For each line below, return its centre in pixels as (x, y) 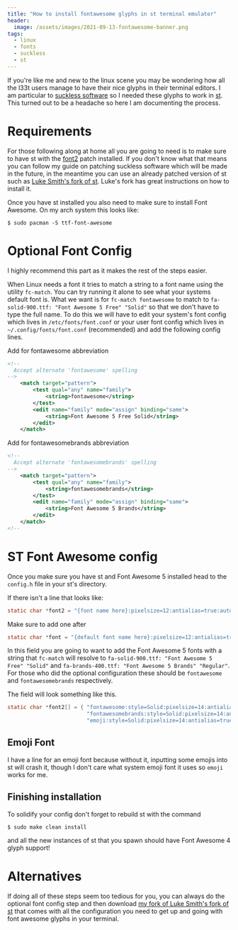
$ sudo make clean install (47, 827)
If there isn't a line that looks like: (56, 597)
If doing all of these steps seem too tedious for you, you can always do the (116, 896)
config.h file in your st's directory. (57, 584)
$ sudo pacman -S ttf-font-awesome (60, 223)
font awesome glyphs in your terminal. (63, 919)
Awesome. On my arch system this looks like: (73, 210)
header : (19, 21)
